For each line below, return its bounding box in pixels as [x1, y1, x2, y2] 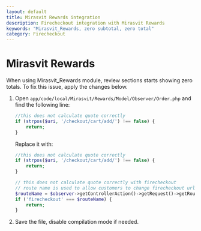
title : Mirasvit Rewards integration [6, 14, 101, 20]
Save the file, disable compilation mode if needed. [14, 218, 139, 226]
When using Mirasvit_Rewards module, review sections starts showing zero [6, 77, 193, 84]
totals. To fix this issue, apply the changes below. [6, 83, 128, 91]
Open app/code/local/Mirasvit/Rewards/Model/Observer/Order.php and [14, 95, 192, 102]
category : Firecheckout [6, 31, 66, 37]
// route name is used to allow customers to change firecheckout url [14, 185, 196, 191]
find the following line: [14, 101, 70, 109]
